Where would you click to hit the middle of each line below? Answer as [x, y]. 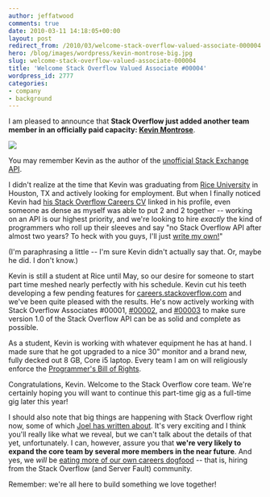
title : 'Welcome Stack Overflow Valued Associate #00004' [108, 69]
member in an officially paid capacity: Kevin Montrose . [102, 130]
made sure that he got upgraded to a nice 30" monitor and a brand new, [128, 352]
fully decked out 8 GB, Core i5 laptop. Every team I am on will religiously [128, 361]
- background [30, 98]
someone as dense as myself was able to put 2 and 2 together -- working [130, 211]
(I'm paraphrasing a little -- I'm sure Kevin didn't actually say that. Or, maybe [135, 252]
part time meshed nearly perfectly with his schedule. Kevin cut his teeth [128, 285]
